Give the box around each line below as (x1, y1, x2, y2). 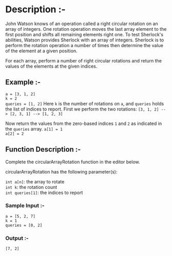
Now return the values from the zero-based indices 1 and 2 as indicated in (5, 120, 162, 126)
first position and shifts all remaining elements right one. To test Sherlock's (5, 31, 163, 37)
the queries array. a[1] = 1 (5, 125, 63, 132)
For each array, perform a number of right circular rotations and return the (5, 57, 162, 63)
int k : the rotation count (5, 184, 58, 190)
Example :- (5, 78, 41, 87)
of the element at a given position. (5, 48, 78, 54)
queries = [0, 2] (5, 223, 43, 228)
